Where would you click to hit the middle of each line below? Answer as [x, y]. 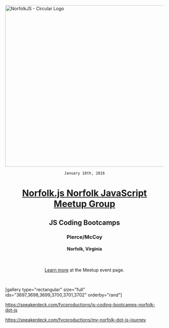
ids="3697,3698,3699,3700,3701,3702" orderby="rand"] [64, 295]
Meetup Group [84, 204]
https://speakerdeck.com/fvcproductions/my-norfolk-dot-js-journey [76, 319]
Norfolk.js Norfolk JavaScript [84, 193]
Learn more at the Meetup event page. [84, 270]
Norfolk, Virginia [84, 249]
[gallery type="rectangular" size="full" [45, 289]
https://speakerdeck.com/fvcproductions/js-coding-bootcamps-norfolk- [80, 304]
